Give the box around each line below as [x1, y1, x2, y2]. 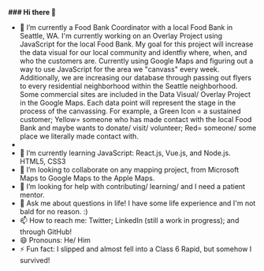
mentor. [19, 190, 45, 199]
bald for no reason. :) [19, 207, 88, 216]
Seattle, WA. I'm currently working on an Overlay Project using [19, 32, 223, 40]
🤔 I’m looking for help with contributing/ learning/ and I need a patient [19, 182, 246, 191]
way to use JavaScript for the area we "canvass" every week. [19, 65, 220, 74]
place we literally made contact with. [19, 132, 139, 141]
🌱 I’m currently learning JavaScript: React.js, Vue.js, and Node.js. [19, 148, 231, 158]
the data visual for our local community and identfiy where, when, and [19, 48, 247, 57]
